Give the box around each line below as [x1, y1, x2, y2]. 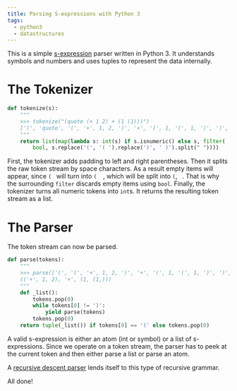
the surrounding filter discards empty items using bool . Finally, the [7, 179, 206, 188]
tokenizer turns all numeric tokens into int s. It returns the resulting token [7, 187, 219, 195]
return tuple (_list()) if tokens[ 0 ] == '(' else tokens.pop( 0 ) [20, 322, 210, 329]
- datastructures [13, 30, 65, 37]
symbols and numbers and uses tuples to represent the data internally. [7, 57, 213, 66]
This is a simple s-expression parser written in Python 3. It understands [7, 49, 215, 58]
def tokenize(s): [7, 105, 59, 112]
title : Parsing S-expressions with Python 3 [7, 10, 140, 18]
